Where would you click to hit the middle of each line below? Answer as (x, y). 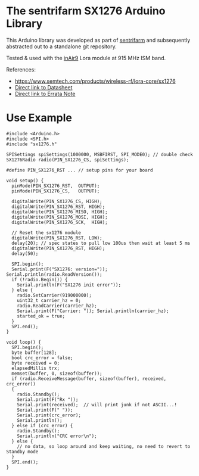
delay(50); (25, 253)
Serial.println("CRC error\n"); (57, 436)
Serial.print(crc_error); (49, 415)
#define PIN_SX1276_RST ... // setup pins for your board (80, 170)
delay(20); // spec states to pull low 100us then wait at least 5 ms (101, 243)
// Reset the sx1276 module (46, 233)
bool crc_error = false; (42, 358)
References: (21, 69)
